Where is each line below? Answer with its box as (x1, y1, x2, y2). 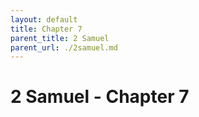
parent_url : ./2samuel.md (10, 42, 118, 53)
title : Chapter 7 (10, 24, 83, 34)
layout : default (10, 14, 78, 25)
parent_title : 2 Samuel (10, 33, 110, 43)
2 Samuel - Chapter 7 (10, 86, 190, 108)
